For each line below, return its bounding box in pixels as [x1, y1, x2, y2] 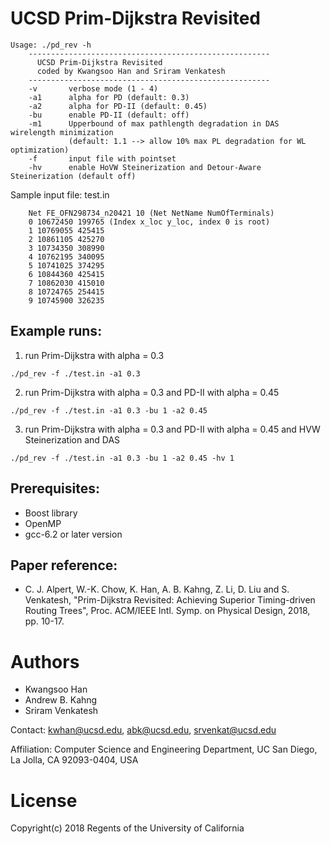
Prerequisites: [10, 480, 100, 497]
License [10, 789, 78, 812]
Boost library [24, 507, 78, 519]
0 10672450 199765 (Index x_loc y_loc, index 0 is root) [28, 217, 271, 227]
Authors [10, 650, 80, 673]
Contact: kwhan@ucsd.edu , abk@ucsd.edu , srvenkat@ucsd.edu [10, 724, 277, 736]
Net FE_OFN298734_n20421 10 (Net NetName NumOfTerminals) [28, 208, 275, 218]
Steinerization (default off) [10, 171, 137, 181]
